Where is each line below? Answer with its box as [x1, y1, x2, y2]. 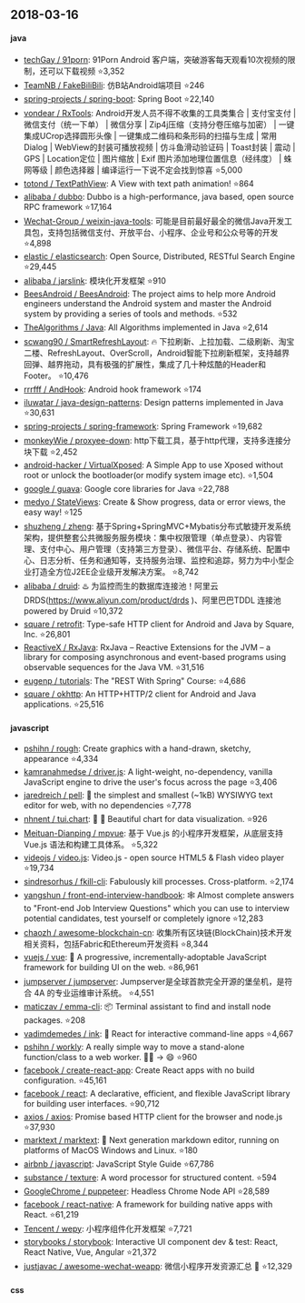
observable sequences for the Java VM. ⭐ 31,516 [23, 661, 205, 672]
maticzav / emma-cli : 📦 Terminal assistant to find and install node [23, 1000, 271, 1012]
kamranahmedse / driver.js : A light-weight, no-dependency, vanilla [23, 766, 273, 777]
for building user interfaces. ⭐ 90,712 [23, 1098, 160, 1108]
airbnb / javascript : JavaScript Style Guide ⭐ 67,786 [23, 1158, 214, 1169]
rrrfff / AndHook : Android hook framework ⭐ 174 [23, 384, 202, 395]
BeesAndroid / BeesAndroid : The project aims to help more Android [23, 288, 276, 299]
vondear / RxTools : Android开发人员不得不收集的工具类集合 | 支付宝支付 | [23, 107, 297, 118]
